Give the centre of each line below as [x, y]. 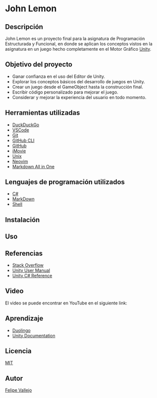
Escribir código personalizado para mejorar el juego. [65, 92]
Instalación [23, 220]
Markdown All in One [33, 166]
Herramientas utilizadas [42, 113]
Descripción [24, 27]
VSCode [21, 130]
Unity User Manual [31, 270]
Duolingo [21, 330]
